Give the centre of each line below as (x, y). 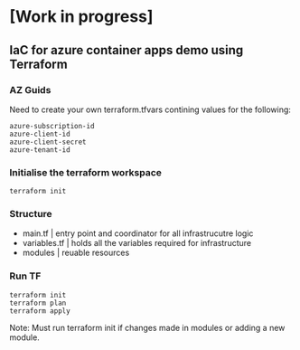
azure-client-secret (48, 142)
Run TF (25, 276)
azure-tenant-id (40, 150)
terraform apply (40, 311)
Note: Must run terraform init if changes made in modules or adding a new (147, 327)
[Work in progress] (81, 17)
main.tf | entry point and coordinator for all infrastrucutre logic (138, 233)
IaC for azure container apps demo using (127, 50)
